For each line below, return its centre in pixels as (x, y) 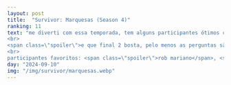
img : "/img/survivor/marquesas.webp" (61, 71)
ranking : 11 (24, 26)
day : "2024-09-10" (33, 64)
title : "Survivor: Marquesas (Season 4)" (69, 20)
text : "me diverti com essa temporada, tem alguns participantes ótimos (113, 33)
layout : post (26, 13)
